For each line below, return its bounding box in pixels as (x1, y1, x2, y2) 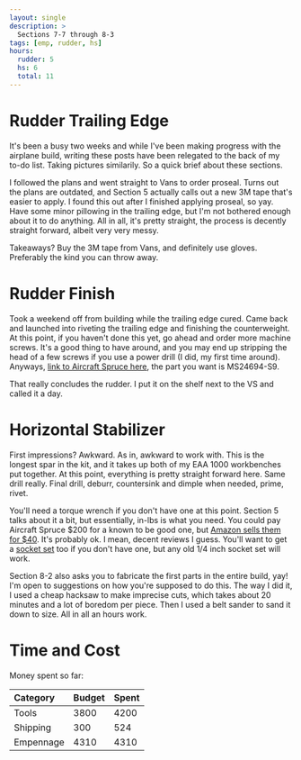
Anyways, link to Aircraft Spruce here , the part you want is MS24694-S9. (9, 361, 280, 372)
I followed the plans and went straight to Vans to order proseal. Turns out (9, 176, 279, 187)
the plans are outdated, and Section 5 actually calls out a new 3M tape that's (9, 186, 293, 197)
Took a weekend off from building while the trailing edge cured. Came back (9, 312, 288, 324)
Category (13, 691, 56, 703)
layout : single (9, 13, 66, 23)
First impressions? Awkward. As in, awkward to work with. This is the (9, 449, 265, 460)
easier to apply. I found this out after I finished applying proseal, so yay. (9, 195, 274, 207)
